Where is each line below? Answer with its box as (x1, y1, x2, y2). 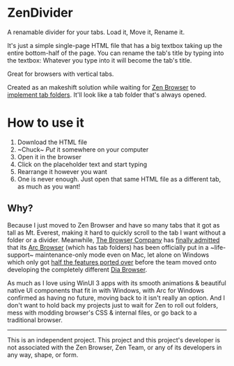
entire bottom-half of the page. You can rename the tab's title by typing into (7, 49, 224, 57)
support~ (7, 250, 34, 259)
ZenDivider (7, 5, 73, 21)
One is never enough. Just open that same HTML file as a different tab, (17, 175, 221, 183)
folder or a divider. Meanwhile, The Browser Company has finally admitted (7, 235, 220, 244)
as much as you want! (17, 182, 81, 191)
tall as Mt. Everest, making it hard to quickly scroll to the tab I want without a (7, 228, 226, 237)
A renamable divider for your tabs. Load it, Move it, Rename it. (7, 28, 185, 36)
